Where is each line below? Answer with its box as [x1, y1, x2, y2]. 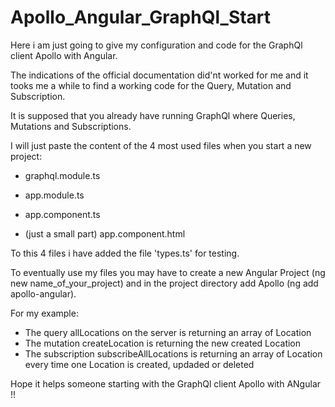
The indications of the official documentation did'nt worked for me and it [10, 69, 309, 81]
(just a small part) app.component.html [24, 227, 186, 240]
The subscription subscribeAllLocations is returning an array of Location [24, 347, 323, 360]
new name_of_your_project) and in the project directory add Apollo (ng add [10, 277, 319, 289]
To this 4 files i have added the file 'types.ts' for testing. [10, 247, 240, 259]
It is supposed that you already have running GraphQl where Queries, [10, 109, 296, 121]
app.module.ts [24, 189, 85, 201]
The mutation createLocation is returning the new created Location [24, 337, 302, 349]
